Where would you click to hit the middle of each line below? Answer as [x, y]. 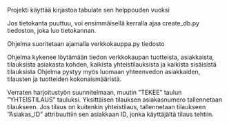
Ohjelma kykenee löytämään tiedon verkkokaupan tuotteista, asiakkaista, [111, 57]
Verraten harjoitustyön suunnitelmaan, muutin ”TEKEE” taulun [94, 92]
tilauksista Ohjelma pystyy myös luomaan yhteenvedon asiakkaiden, [104, 72]
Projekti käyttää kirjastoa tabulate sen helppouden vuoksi [89, 10]
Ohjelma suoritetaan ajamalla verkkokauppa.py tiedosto [86, 44]
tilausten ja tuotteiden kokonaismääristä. [64, 79]
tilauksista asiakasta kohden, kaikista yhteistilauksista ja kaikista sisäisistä [112, 64]
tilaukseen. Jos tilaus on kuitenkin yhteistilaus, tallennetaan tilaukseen [107, 107]
